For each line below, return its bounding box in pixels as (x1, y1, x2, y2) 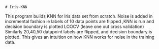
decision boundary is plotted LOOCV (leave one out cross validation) (5, 24, 144, 29)
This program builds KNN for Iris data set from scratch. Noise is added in (5, 13, 153, 19)
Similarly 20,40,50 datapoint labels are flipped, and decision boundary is (5, 29, 153, 34)
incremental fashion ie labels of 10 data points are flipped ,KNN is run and (5, 19, 154, 24)
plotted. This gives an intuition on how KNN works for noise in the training (5, 34, 155, 40)
